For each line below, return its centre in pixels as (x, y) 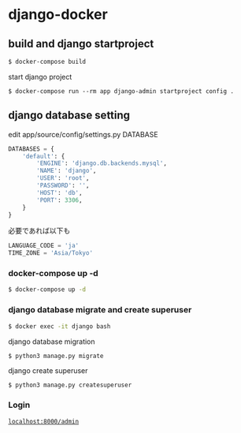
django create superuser (48, 371)
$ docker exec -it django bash (59, 326)
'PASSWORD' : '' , (63, 186)
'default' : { (44, 156)
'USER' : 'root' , (63, 178)
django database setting (69, 116)
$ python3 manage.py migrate (56, 356)
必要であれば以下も (39, 231)
